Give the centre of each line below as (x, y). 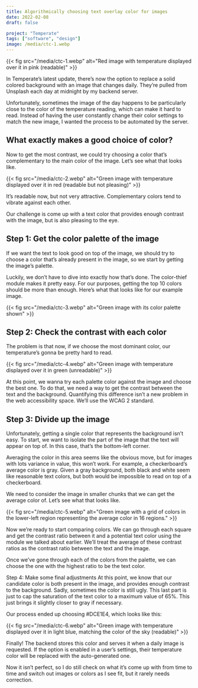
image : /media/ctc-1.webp (38, 44)
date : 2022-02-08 (27, 17)
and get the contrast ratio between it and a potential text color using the (94, 536)
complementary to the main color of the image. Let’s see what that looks (94, 161)
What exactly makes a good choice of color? (90, 140)
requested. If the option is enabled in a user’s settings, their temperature (94, 650)
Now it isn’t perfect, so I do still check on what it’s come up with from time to (99, 667)
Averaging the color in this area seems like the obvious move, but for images (99, 457)
